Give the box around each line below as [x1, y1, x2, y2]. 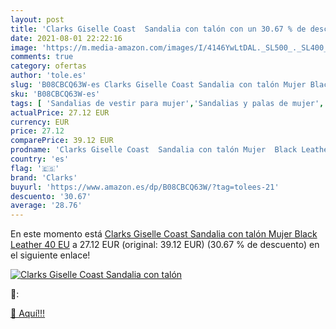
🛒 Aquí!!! [10, 307, 46, 320]
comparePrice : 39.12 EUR [10, 136, 114, 146]
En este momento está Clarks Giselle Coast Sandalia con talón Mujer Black [10, 228, 318, 240]
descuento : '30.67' [10, 191, 92, 201]
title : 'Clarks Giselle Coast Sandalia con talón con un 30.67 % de [10, 24, 307, 34]
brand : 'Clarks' [10, 172, 78, 183]
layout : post [10, 14, 65, 25]
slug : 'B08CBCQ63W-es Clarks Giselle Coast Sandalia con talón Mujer [10, 80, 307, 90]
